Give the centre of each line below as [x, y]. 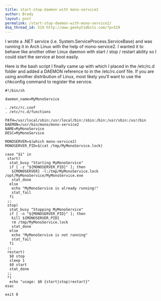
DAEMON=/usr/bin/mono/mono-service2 [42, 125]
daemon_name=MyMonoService [32, 99]
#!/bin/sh [15, 91]
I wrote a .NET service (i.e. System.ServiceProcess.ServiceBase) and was [79, 41]
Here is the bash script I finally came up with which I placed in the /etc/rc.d [80, 67]
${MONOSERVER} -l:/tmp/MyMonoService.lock [55, 171]
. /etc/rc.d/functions [28, 112]
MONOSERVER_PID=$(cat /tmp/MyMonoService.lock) [54, 146]
